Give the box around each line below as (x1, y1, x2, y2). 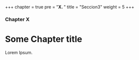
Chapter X (5, 16, 30, 23)
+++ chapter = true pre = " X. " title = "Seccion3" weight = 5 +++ (5, 4, 135, 10)
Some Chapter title (5, 34, 83, 45)
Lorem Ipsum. (5, 49, 33, 55)
